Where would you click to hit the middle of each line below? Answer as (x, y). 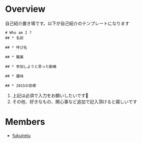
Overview (25, 9)
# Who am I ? (18, 33)
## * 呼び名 (16, 47)
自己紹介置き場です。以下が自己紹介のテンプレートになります (67, 23)
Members (25, 122)
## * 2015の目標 (21, 86)
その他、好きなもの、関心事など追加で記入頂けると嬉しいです (75, 102)
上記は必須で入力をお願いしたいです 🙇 (50, 95)
